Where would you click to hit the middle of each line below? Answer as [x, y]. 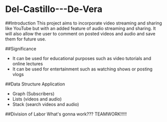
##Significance [21, 48]
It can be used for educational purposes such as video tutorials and [82, 58]
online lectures [28, 63]
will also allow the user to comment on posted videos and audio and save [80, 33]
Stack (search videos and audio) [46, 104]
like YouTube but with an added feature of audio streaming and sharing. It [81, 28]
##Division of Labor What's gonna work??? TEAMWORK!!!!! [66, 114]
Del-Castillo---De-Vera [54, 9]
